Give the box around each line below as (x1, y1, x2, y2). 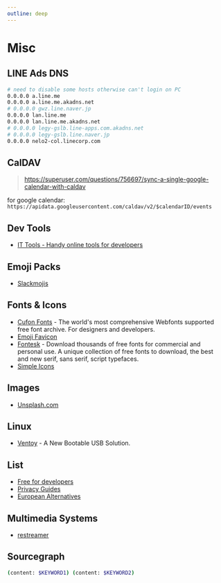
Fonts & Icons (7, 299, 67, 311)
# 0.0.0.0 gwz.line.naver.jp (7, 105, 91, 112)
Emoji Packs (7, 261, 61, 273)
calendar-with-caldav (24, 183, 86, 191)
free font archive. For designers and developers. (17, 325, 156, 333)
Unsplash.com (17, 400, 59, 409)
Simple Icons (17, 362, 55, 370)
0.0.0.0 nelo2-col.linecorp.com (7, 137, 100, 144)
